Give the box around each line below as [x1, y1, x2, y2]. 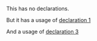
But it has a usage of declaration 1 [6, 17, 91, 23]
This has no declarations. [6, 5, 70, 12]
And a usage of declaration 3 [6, 28, 79, 35]
